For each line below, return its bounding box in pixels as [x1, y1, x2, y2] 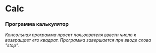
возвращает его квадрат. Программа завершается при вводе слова [5, 37, 152, 43]
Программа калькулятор [5, 21, 69, 28]
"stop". [5, 43, 19, 49]
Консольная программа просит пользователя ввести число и [5, 32, 137, 38]
